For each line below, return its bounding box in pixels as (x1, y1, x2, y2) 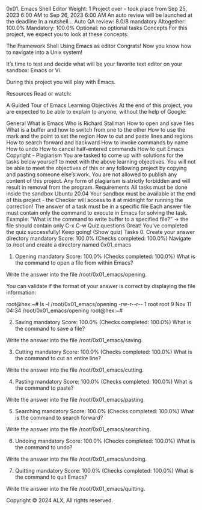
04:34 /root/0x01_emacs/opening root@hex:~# (6, 307, 123, 314)
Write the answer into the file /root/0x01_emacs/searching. (6, 426, 151, 432)
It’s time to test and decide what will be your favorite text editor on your (6, 60, 183, 67)
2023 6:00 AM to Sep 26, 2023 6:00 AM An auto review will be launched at (6, 11, 192, 19)
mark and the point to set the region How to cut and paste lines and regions (6, 132, 194, 140)
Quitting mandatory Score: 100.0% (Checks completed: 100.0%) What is (14, 467, 194, 474)
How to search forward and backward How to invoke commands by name (6, 139, 188, 146)
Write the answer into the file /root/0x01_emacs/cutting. (6, 366, 144, 373)
